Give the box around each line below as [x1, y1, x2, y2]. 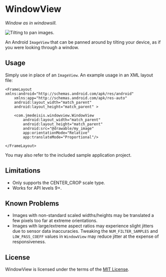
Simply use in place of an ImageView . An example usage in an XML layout [5, 72, 154, 78]
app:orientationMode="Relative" [23, 130, 90, 135]
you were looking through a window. [5, 44, 79, 50]
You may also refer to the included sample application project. [5, 152, 132, 158]
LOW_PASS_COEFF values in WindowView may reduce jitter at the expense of [12, 233, 159, 239]
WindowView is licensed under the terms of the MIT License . [5, 267, 130, 273]
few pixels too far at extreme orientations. [12, 217, 98, 224]
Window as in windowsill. [5, 20, 57, 26]
